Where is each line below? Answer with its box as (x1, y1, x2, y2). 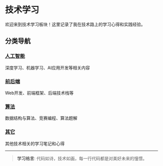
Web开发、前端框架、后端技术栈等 (5, 90, 74, 96)
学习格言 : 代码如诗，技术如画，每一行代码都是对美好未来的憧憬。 (16, 155, 147, 161)
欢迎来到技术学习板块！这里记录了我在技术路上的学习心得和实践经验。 (5, 21, 146, 27)
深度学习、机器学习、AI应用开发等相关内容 (5, 65, 90, 70)
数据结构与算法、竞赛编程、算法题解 (5, 115, 78, 121)
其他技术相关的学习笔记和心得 (5, 140, 65, 146)
